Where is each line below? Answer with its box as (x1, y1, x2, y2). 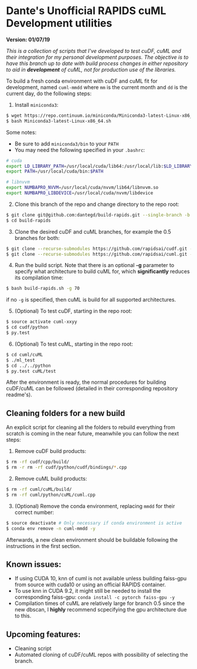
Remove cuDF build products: (14, 448, 87, 455)
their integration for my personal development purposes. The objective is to (6, 53, 189, 60)
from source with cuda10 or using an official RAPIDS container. (14, 581, 166, 588)
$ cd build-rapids (6, 217, 51, 224)
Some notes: (6, 129, 37, 136)
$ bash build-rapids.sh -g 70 (6, 286, 80, 292)
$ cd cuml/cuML (6, 352, 43, 357)
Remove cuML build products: (14, 475, 87, 482)
